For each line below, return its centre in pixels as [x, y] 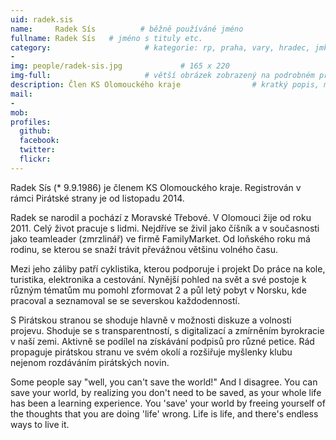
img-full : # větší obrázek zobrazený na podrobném [162, 76]
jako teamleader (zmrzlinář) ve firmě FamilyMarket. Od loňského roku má [160, 238]
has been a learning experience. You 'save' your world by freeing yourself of [168, 403]
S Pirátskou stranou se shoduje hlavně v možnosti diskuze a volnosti [151, 320]
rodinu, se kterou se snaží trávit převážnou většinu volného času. [144, 249]
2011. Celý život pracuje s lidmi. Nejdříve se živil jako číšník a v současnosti [165, 228]
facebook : [39, 141]
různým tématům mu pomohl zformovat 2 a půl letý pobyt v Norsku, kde [158, 290]
